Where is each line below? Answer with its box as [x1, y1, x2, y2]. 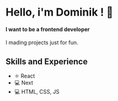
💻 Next [14, 79, 34, 87]
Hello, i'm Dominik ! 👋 [5, 5, 114, 19]
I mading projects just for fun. [5, 39, 78, 46]
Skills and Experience [5, 57, 88, 67]
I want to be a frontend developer [5, 25, 90, 32]
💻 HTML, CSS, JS [14, 88, 60, 96]
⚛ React [14, 72, 35, 80]
